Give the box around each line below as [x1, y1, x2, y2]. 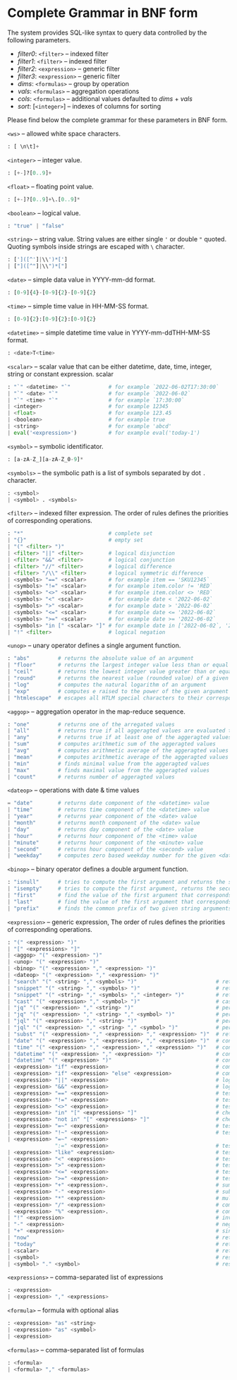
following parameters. [7, 35, 71, 44]
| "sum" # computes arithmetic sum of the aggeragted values [7, 740, 217, 748]
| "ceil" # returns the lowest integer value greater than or [7, 668, 217, 676]
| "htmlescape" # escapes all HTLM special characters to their [7, 694, 203, 702]
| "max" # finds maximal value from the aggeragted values [7, 767, 210, 774]
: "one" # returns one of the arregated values [7, 721, 175, 728]
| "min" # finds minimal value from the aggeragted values [7, 760, 210, 767]
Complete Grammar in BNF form [7, 5, 198, 21]
